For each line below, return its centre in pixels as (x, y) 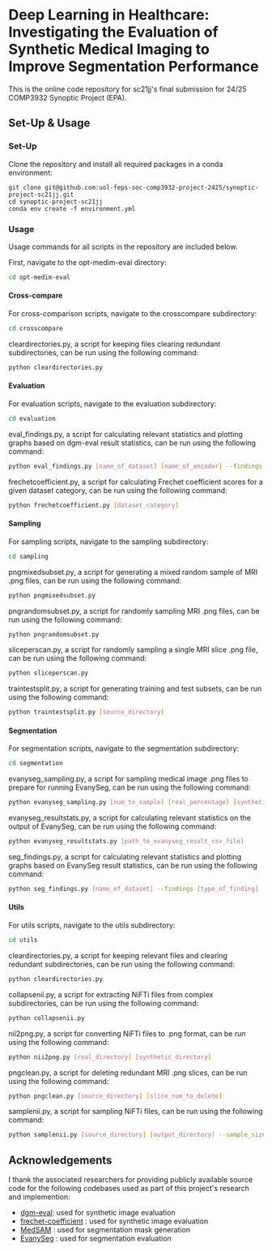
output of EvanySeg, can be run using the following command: (113, 827)
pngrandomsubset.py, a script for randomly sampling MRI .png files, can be (134, 611)
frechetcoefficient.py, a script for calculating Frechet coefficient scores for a (136, 482)
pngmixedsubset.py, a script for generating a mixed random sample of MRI (133, 572)
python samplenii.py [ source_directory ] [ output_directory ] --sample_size (137, 1135)
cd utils (23, 940)
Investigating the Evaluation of (113, 32)
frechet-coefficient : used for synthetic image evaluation (114, 1221)
